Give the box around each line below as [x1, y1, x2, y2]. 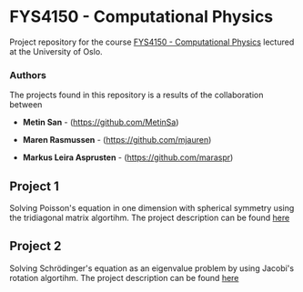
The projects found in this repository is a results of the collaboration [9, 89, 264, 101]
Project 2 [9, 238, 62, 254]
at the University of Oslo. [9, 45, 103, 56]
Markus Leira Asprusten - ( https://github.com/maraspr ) [22, 152, 234, 163]
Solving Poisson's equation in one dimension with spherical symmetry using [9, 203, 295, 214]
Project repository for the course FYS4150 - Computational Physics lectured [9, 36, 295, 47]
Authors [9, 68, 47, 81]
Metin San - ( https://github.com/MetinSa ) [22, 116, 179, 128]
